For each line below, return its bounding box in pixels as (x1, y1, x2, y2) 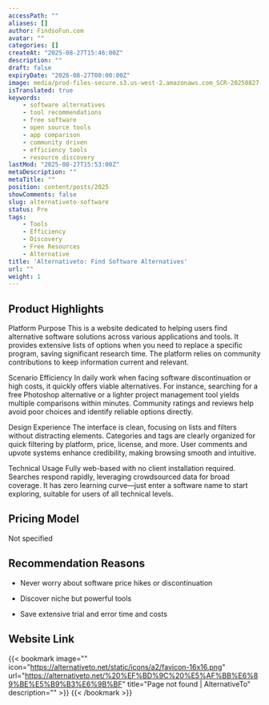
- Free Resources (22, 243, 81, 251)
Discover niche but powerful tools (19, 594, 132, 603)
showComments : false (8, 190, 78, 199)
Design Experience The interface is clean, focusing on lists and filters (8, 422, 238, 433)
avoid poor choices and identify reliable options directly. (8, 407, 194, 417)
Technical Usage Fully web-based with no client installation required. (8, 464, 236, 473)
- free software (22, 116, 78, 124)
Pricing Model (8, 512, 80, 526)
